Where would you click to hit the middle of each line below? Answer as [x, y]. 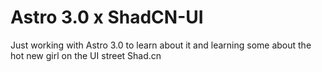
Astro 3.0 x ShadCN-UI [107, 17]
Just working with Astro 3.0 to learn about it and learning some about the [161, 45]
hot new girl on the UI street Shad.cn [86, 55]
